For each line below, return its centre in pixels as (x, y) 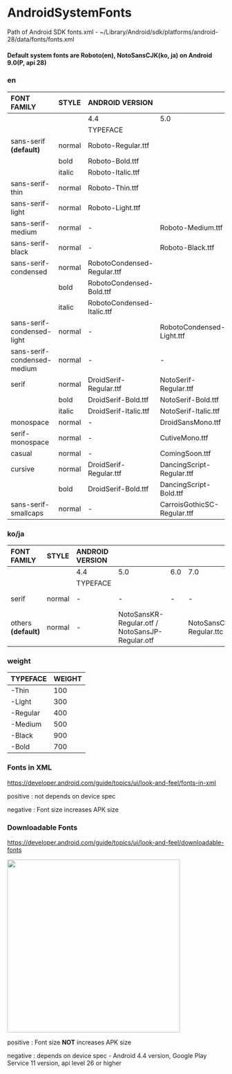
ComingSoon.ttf (185, 453)
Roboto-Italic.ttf (114, 172)
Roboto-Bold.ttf (113, 161)
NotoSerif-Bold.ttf (190, 399)
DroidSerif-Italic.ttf (118, 411)
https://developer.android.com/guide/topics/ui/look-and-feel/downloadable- (116, 843)
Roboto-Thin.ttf (113, 188)
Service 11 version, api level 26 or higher (65, 1063)
